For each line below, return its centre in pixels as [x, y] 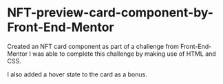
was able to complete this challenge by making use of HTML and [124, 54]
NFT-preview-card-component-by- [110, 13]
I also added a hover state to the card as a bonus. [77, 74]
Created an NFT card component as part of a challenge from [93, 46]
